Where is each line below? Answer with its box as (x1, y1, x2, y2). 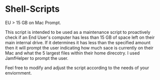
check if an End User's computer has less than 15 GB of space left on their (5, 34, 155, 40)
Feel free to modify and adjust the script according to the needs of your (5, 65, 149, 71)
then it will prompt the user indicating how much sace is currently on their (5, 45, 154, 51)
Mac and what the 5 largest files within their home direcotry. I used (5, 50, 140, 56)
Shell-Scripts (5, 3, 60, 15)
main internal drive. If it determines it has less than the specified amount (5, 39, 151, 45)
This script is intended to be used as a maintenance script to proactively (5, 29, 151, 35)
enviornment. (5, 70, 32, 76)
